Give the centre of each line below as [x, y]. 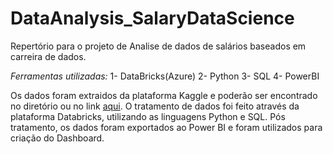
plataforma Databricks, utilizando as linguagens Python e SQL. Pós [148, 116]
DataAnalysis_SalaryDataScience [152, 18]
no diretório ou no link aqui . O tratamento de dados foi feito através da [155, 106]
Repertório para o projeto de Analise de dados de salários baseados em [158, 46]
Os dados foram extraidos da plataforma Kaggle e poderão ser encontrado [164, 95]
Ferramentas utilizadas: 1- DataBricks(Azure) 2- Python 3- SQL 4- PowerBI [165, 76]
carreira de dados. [48, 56]
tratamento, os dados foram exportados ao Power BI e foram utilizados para [166, 127]
